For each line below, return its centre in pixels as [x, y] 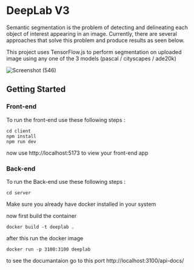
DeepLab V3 [38, 11]
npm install [21, 136]
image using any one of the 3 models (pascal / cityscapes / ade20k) [92, 58]
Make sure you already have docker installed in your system [81, 204]
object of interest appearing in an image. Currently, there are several [92, 33]
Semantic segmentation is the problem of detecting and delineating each [97, 27]
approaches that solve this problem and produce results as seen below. [95, 40]
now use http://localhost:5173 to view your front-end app [77, 153]
